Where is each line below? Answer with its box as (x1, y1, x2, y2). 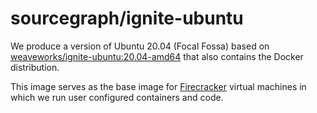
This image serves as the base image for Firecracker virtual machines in (10, 80, 307, 92)
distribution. (10, 61, 60, 73)
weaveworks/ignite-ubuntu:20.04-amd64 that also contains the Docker (10, 50, 304, 62)
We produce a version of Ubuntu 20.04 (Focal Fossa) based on (10, 40, 270, 52)
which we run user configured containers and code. (10, 91, 224, 103)
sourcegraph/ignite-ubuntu (10, 7, 244, 30)
